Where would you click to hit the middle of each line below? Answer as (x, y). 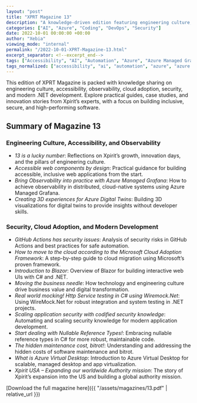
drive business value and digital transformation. (72, 289)
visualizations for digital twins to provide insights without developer (96, 205)
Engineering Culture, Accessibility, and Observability (84, 143)
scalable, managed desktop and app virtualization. (75, 364)
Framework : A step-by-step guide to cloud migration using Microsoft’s (99, 258)
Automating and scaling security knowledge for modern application (96, 321)
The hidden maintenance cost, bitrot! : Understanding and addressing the (103, 346)
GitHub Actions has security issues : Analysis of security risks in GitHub (101, 240)
